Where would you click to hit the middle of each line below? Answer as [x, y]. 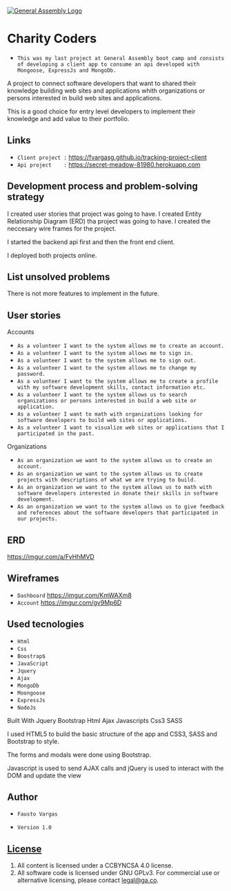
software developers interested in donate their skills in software [118, 494]
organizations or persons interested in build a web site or [107, 401]
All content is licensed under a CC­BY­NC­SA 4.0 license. [95, 865]
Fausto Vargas [37, 814]
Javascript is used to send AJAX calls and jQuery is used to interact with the [115, 768]
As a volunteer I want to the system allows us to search [102, 395]
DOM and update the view [44, 775]
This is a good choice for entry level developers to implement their [101, 111]
